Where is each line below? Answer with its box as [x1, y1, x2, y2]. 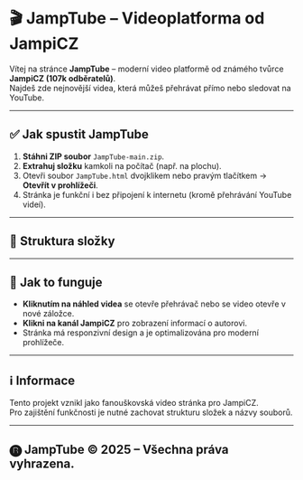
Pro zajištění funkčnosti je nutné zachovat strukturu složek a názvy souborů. [9, 407, 293, 418]
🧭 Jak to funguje [9, 274, 103, 290]
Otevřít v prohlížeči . [22, 179, 98, 191]
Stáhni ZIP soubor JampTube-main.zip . [22, 151, 165, 162]
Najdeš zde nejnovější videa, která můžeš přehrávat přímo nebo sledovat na [9, 82, 291, 93]
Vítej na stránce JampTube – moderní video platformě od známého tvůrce [9, 63, 284, 74]
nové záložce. [22, 308, 75, 319]
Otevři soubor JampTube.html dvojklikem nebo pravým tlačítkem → [22, 170, 268, 181]
